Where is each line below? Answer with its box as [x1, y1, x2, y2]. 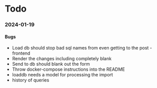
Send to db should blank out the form [12, 61, 90, 67]
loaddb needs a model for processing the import [12, 72, 113, 78]
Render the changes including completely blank [12, 56, 112, 62]
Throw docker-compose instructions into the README [12, 66, 125, 72]
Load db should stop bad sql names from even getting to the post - [12, 45, 152, 51]
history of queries [12, 77, 49, 83]
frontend [12, 50, 31, 56]
